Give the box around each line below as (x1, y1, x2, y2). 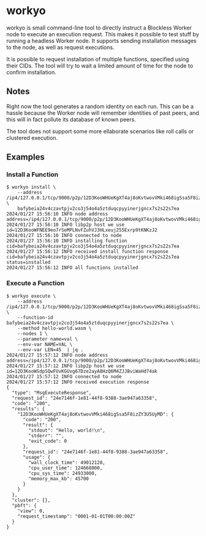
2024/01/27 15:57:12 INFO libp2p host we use (6, 363, 124, 369)
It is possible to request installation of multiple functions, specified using (6, 55, 189, 63)
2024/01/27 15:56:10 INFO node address (6, 211, 109, 217)
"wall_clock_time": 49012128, (28, 459, 105, 465)
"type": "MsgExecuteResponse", (12, 389, 92, 396)
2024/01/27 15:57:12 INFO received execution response (6, 379, 150, 385)
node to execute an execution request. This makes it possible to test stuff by (6, 30, 199, 37)
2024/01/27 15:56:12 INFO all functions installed (6, 265, 139, 271)
